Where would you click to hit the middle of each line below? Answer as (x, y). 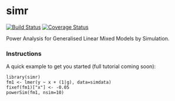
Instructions (24, 53)
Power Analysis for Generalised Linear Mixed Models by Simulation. (88, 38)
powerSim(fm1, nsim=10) (35, 93)
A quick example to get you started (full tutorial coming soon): (81, 66)
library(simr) (23, 78)
